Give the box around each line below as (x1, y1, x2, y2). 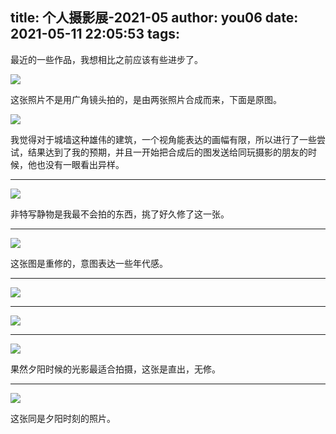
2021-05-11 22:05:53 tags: (10, 26, 180, 43)
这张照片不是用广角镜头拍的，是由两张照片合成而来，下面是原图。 (10, 93, 282, 105)
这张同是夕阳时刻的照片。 (10, 412, 116, 424)
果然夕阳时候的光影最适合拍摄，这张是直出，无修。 (10, 363, 221, 375)
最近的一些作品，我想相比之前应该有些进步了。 (10, 53, 203, 65)
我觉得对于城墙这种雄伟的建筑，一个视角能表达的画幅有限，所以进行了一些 (10, 133, 317, 145)
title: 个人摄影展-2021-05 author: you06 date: (10, 9, 299, 27)
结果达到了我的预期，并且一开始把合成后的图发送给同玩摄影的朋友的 (27, 146, 308, 158)
